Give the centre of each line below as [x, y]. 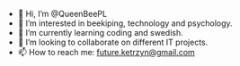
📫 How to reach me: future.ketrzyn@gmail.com [106, 52]
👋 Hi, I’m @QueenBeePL [62, 14]
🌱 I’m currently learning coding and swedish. [101, 33]
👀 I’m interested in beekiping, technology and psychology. [125, 23]
